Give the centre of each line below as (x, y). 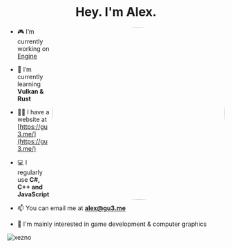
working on (33, 48)
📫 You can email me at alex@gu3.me (71, 208)
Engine (27, 56)
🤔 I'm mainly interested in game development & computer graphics (112, 224)
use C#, (28, 179)
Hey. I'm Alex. (116, 12)
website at (32, 119)
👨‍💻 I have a (33, 112)
